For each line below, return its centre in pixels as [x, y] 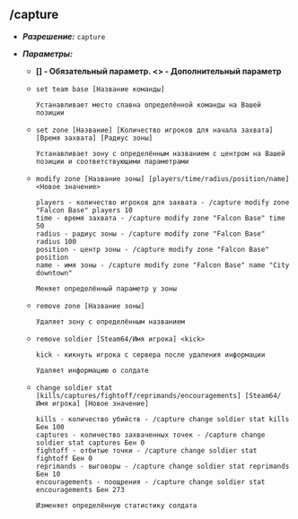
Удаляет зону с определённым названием [110, 322]
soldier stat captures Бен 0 [90, 443]
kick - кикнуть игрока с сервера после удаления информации [150, 355]
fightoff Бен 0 [64, 458]
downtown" [54, 272]
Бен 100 [50, 427]
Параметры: [48, 54]
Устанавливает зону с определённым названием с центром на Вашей [160, 153]
